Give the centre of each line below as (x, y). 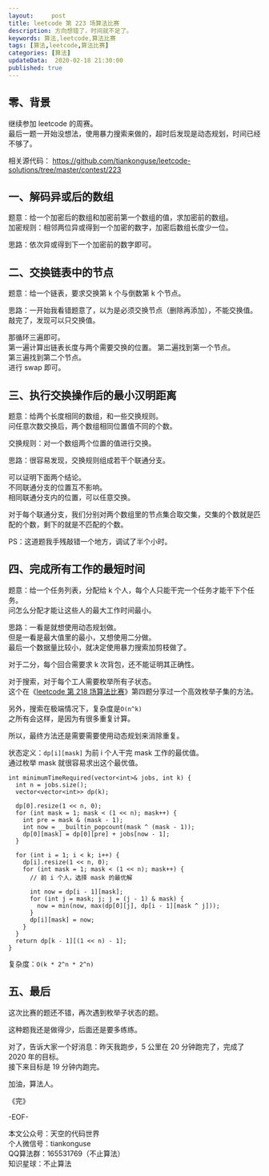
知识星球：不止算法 (40, 1163)
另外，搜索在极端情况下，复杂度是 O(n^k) (75, 708)
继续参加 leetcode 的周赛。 (53, 123)
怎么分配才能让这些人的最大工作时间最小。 (85, 610)
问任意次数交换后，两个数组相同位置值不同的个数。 (92, 426)
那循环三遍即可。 (36, 337)
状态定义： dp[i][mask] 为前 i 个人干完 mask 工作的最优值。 (106, 752)
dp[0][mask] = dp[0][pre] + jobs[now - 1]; (96, 834)
